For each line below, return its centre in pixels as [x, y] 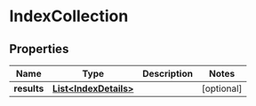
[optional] [222, 88]
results [29, 88]
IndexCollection [69, 16]
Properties [39, 49]
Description [168, 74]
